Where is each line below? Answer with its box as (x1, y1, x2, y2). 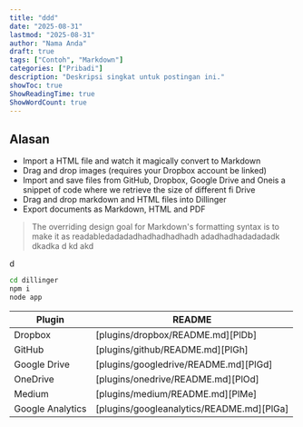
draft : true (9, 47, 54, 56)
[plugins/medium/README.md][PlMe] (94, 387, 258, 400)
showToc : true (9, 81, 64, 90)
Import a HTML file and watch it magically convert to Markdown (22, 155, 261, 166)
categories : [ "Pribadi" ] (9, 65, 103, 74)
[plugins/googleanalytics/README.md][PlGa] (94, 402, 289, 414)
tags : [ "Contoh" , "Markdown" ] (9, 55, 124, 65)
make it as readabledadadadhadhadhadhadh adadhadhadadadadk (31, 231, 280, 242)
